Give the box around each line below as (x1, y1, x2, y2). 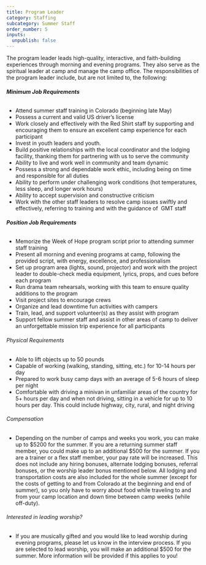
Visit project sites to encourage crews (15, 296, 112, 304)
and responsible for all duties (15, 172, 89, 180)
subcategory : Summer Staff (6, 20, 75, 26)
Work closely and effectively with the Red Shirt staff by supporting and (15, 120, 194, 128)
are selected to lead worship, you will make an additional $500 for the (15, 545, 192, 553)
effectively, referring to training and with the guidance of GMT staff (15, 205, 187, 212)
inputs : (6, 32, 26, 38)
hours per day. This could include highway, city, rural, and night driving (15, 401, 195, 409)
